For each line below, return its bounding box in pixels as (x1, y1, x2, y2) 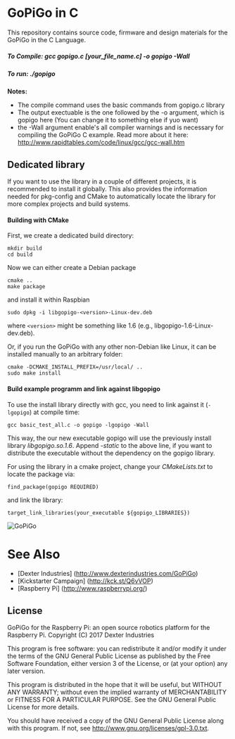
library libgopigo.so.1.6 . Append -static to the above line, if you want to (7, 441, 212, 449)
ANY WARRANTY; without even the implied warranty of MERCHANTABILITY (7, 688, 227, 697)
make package (7, 283, 46, 290)
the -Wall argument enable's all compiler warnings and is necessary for (17, 123, 224, 131)
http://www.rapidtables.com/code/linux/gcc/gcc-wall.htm (17, 139, 185, 147)
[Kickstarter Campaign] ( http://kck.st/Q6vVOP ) (17, 577, 153, 585)
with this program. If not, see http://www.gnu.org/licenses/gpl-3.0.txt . (7, 724, 210, 733)
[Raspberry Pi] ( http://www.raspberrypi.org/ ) (17, 584, 148, 593)
